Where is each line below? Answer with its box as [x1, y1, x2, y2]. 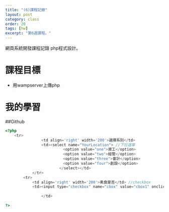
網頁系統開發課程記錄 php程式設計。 [5, 45, 81, 51]
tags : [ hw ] [5, 26, 28, 31]
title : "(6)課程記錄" [5, 7, 48, 13]
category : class [5, 17, 39, 22]
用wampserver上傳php [12, 82, 60, 88]
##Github [5, 119, 25, 125]
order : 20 [5, 21, 26, 27]
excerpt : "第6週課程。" [5, 31, 51, 36]
